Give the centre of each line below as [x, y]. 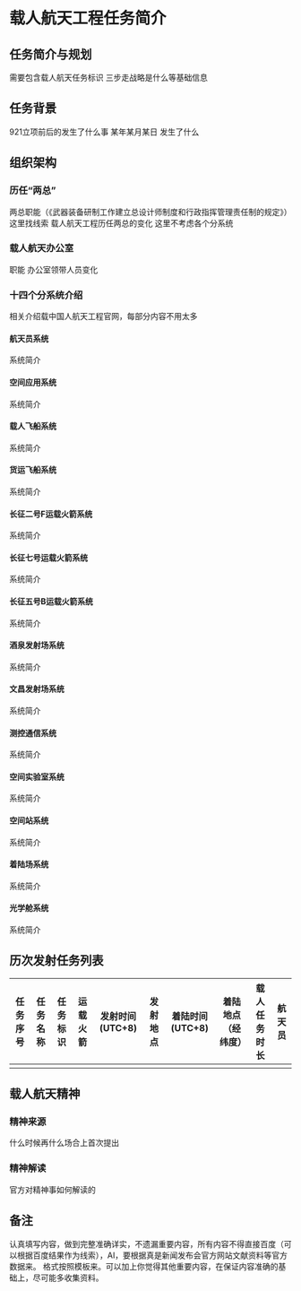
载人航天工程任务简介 [88, 18]
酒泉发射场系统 [37, 645]
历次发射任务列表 [56, 961]
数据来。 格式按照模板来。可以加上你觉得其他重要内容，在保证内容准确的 [144, 1266]
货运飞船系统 [33, 470]
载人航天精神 [45, 1094]
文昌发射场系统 [37, 689]
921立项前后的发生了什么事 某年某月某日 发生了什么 [104, 132]
